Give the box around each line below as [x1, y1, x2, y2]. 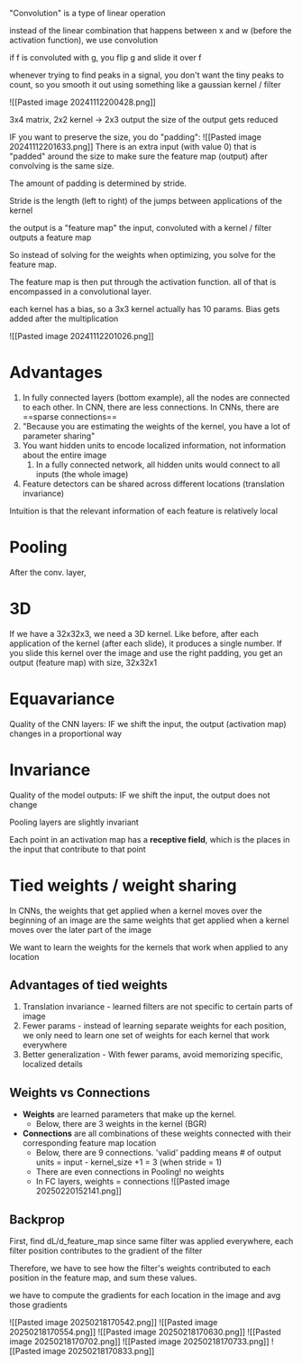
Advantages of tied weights [9, 978, 169, 993]
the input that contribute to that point [9, 844, 146, 854]
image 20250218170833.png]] [42, 1346, 155, 1357]
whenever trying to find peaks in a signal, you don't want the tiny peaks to [9, 69, 284, 80]
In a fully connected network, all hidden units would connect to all [35, 459, 280, 470]
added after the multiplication [9, 313, 119, 324]
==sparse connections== [22, 410, 117, 422]
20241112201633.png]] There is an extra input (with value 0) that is [9, 142, 257, 152]
